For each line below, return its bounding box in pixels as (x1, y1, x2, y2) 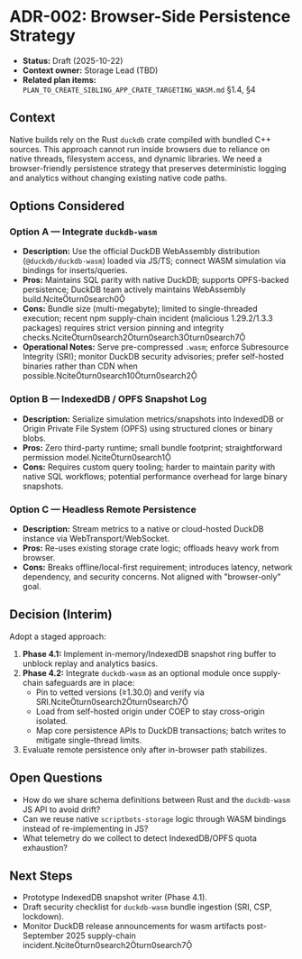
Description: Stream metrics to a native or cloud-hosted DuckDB (22, 524, 264, 534)
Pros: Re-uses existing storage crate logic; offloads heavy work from (22, 543, 279, 553)
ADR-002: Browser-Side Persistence (9, 6, 291, 27)
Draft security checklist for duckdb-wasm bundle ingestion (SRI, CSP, (22, 901, 272, 912)
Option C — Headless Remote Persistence (9, 503, 197, 516)
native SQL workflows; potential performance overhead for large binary (22, 470, 288, 481)
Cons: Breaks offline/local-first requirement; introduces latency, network (22, 562, 293, 573)
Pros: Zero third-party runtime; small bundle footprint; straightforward (22, 442, 283, 452)
